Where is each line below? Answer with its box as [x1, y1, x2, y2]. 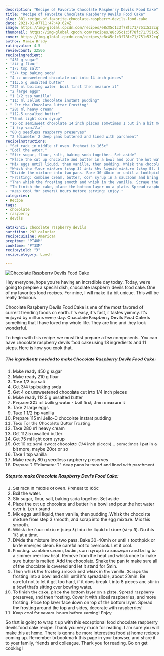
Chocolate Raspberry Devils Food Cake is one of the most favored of [5, 304, 144, 310]
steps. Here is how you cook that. [5, 345, 73, 351]
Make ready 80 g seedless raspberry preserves [12, 456, 109, 462]
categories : [5, 193, 30, 198]
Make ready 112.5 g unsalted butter [12, 394, 83, 400]
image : [5, 25, 19, 30]
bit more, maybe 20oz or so [12, 446, 69, 452]
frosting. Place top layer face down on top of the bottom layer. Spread [12, 599, 153, 605]
